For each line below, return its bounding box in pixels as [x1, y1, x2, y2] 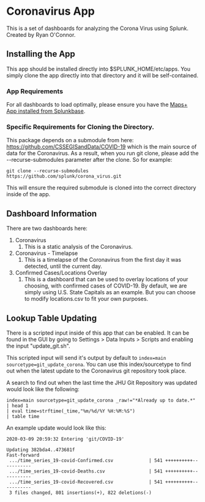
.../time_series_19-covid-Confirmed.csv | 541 [9, 457, 163, 463]
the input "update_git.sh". [6, 342, 70, 349]
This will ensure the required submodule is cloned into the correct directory [6, 184, 196, 191]
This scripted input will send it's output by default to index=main [6, 354, 166, 361]
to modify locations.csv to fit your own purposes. [24, 295, 149, 303]
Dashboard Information [6, 208, 97, 219]
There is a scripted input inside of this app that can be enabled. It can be [6, 329, 190, 337]
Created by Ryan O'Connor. [6, 31, 76, 38]
